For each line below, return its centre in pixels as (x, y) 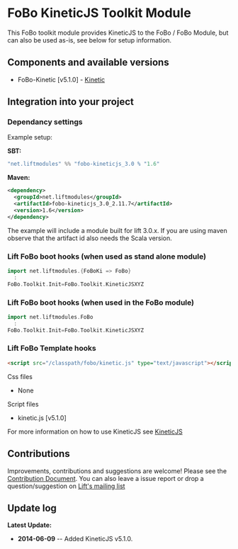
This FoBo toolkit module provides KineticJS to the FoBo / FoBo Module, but (118, 33)
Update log (32, 508)
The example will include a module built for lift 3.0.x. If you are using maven (118, 230)
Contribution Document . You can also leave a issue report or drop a (106, 478)
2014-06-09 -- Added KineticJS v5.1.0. (75, 539)
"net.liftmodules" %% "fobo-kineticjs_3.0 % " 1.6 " (84, 164)
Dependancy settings (45, 122)
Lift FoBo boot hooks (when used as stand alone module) (107, 256)
